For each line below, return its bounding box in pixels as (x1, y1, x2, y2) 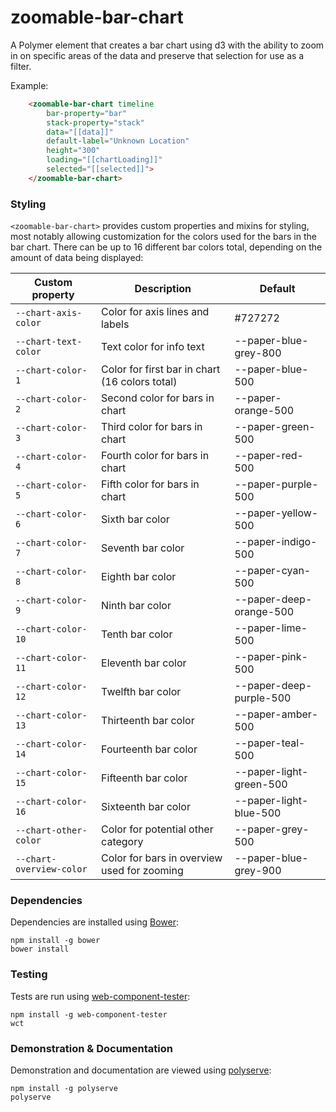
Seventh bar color (101, 541, 185, 555)
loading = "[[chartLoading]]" (46, 155, 163, 165)
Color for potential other (101, 822, 214, 836)
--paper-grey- (234, 822, 310, 836)
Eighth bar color (101, 570, 177, 584)
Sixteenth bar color (101, 800, 191, 814)
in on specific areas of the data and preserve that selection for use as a (10, 49, 305, 61)
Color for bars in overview (101, 851, 223, 865)
